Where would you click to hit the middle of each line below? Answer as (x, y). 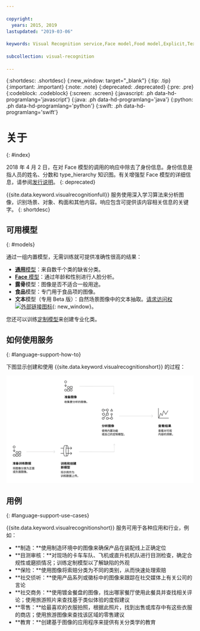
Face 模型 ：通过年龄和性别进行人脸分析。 (66, 277)
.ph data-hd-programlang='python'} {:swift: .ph (64, 106)
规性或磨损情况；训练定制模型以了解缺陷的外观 (72, 563)
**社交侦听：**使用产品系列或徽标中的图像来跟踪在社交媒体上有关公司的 (103, 577)
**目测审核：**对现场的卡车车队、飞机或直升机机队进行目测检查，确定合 (103, 555)
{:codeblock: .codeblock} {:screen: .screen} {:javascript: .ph (80, 93)
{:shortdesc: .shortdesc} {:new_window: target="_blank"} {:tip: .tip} (88, 80)
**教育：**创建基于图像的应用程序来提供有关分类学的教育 (85, 622)
